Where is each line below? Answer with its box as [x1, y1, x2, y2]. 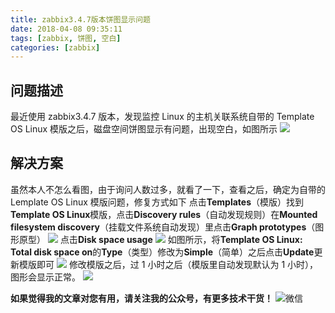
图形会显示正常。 [10, 271, 81, 283]
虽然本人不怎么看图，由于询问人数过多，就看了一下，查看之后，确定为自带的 [10, 183, 326, 195]
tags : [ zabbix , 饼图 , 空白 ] [10, 33, 122, 43]
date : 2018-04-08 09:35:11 [10, 24, 123, 34]
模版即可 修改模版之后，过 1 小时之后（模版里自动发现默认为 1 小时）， [18, 258, 319, 270]
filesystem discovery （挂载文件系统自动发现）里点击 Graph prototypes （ [10, 221, 316, 233]
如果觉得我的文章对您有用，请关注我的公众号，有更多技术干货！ [10, 292, 273, 304]
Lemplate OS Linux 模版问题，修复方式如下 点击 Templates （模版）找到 [10, 196, 305, 208]
